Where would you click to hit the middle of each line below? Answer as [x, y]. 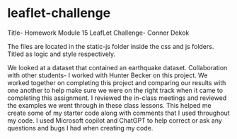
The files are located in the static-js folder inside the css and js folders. [111, 46]
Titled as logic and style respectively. [62, 54]
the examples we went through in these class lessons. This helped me [109, 105]
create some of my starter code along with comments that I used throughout [118, 113]
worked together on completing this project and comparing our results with [117, 82]
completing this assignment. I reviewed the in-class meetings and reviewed [117, 98]
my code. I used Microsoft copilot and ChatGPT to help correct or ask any [115, 120]
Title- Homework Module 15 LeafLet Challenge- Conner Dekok [98, 33]
